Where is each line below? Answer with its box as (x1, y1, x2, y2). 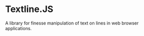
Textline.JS (5, 3, 54, 15)
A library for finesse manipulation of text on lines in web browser (5, 20, 139, 26)
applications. (5, 25, 32, 31)
